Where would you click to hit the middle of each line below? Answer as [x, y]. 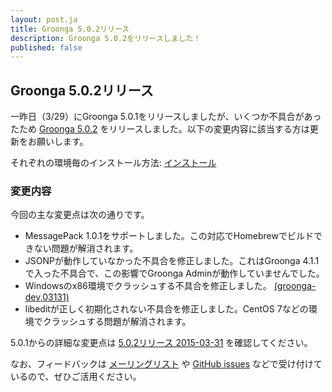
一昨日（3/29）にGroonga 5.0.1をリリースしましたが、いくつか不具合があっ [166, 117]
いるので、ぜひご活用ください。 [76, 377]
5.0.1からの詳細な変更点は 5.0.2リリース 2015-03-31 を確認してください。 [161, 343]
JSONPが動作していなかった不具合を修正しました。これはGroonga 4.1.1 [172, 261]
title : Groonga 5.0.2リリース [70, 29]
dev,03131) [47, 297]
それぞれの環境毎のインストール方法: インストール [113, 163]
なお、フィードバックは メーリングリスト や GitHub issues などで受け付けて [166, 364]
